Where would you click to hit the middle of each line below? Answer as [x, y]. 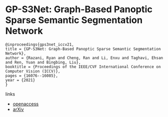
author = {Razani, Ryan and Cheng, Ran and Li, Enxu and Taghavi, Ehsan [84, 58]
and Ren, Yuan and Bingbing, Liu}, [43, 62]
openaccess [26, 104]
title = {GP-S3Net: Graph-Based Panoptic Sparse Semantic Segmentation [83, 49]
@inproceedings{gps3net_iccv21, [40, 44]
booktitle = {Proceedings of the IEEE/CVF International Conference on [83, 67]
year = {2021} [20, 80]
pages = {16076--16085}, [32, 76]
